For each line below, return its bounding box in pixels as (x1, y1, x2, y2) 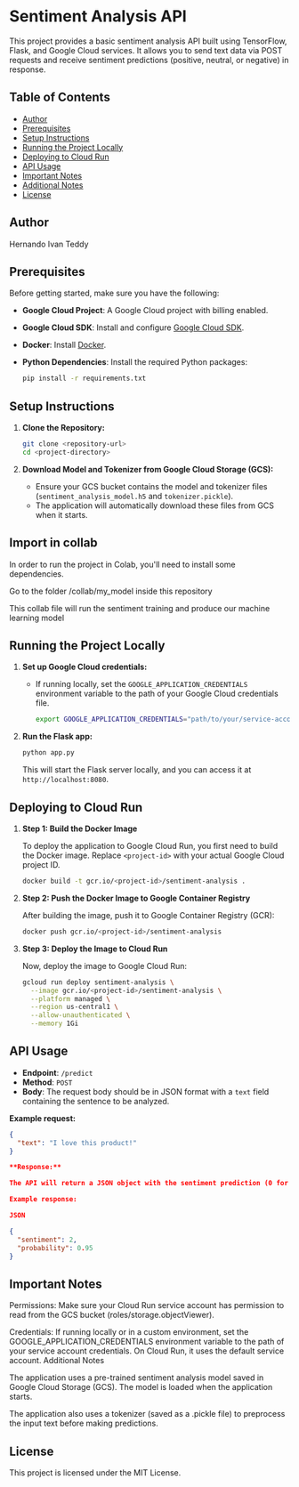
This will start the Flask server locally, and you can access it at (21, 764, 252, 775)
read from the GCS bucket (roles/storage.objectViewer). (9, 1310, 215, 1321)
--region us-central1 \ (30, 1003, 118, 1012)
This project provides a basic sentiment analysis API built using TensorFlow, (9, 36, 287, 46)
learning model (9, 612, 65, 623)
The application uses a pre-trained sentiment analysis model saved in (9, 1372, 264, 1383)
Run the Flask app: (21, 731, 93, 742)
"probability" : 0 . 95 (17, 1243, 93, 1252)
